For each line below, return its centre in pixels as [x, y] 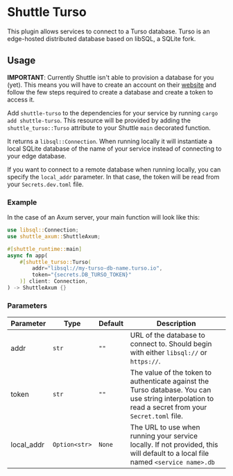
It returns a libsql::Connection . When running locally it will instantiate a [110, 141]
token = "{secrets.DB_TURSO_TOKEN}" [82, 275]
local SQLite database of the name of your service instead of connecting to [114, 148]
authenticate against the [170, 381]
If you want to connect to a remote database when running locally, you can [114, 169]
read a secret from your [169, 407]
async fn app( [28, 255]
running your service [164, 436]
